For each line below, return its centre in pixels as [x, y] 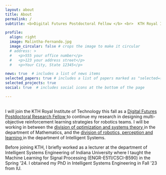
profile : [14, 33]
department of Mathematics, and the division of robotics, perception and [79, 132]
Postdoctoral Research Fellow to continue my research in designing [74, 117]
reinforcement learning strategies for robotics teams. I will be [87, 121]
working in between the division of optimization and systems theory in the [80, 127]
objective [15, 121]
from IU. [13, 168]
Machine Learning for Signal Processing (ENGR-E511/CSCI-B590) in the [78, 158]
